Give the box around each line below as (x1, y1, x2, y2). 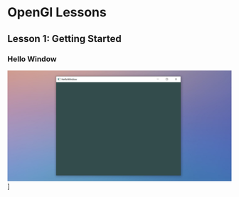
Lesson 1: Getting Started (7, 33, 122, 45)
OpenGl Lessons (7, 4, 107, 21)
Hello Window (7, 54, 57, 64)
